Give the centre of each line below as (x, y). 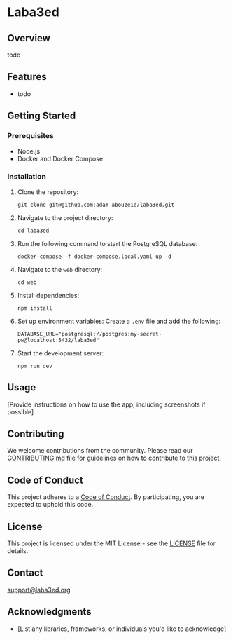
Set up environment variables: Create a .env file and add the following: (119, 321)
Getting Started (42, 116)
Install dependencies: (48, 295)
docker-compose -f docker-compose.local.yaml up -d (94, 257)
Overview (29, 38)
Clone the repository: (48, 192)
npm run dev (35, 366)
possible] (21, 411)
